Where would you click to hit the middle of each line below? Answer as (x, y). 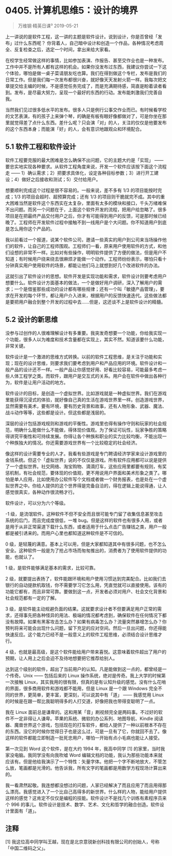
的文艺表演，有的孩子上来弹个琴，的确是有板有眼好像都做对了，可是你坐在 (84, 116)
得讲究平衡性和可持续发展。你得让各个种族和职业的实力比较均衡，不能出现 (84, 436)
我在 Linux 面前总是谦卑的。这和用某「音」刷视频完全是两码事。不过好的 (82, 712)
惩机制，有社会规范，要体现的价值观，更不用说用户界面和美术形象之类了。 (84, 473)
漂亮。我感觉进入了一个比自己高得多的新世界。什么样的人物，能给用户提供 (88, 791)
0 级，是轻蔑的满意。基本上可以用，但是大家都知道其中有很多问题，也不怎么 (86, 544)
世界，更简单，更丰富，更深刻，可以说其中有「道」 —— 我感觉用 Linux (89, 695)
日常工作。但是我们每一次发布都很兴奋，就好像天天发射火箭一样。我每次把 (84, 80)
